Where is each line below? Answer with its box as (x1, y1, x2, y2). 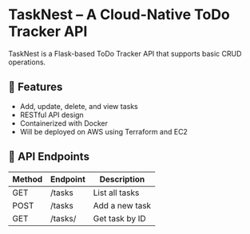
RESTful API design (19, 110, 84, 119)
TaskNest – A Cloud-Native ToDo (8, 6, 230, 24)
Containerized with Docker (19, 118, 108, 128)
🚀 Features (8, 80, 63, 94)
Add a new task (93, 200, 152, 211)
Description (99, 174, 145, 185)
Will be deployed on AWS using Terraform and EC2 (19, 127, 188, 136)
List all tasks (93, 187, 140, 198)
